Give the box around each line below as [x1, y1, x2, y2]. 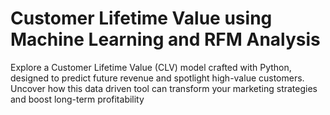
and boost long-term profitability [10, 93, 145, 105]
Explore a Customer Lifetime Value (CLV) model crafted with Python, [10, 61, 292, 73]
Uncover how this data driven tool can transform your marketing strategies [10, 82, 318, 94]
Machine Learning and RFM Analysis [10, 28, 321, 51]
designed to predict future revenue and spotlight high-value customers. [10, 72, 305, 84]
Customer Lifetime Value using [10, 7, 273, 30]
